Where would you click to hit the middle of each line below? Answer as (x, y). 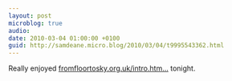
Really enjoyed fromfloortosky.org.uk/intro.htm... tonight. (102, 68)
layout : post (30, 16)
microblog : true (35, 23)
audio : (19, 30)
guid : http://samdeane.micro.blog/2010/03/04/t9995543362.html (116, 46)
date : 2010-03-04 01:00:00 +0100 (64, 38)
